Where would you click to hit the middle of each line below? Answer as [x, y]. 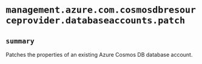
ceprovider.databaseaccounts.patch [96, 21]
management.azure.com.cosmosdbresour [101, 10]
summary [20, 41]
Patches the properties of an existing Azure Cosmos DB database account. [99, 55]
